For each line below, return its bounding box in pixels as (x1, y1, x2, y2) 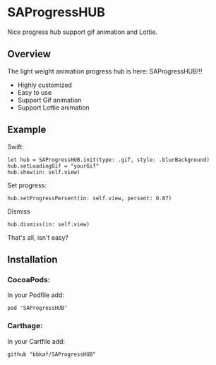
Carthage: (7, 321, 43, 331)
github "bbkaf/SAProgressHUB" (7, 351, 97, 358)
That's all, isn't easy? (7, 233, 69, 241)
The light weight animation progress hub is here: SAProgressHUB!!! (7, 66, 203, 75)
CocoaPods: (7, 274, 51, 284)
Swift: (7, 142, 25, 151)
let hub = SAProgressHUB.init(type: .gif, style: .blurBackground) (7, 156, 210, 163)
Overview (7, 48, 52, 60)
